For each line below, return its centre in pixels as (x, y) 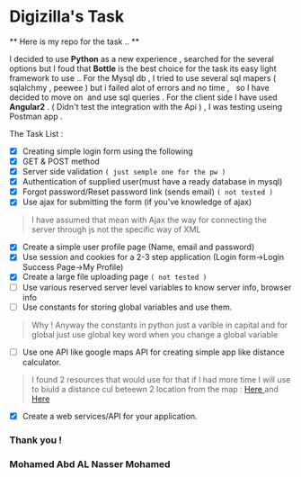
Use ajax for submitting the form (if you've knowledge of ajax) (137, 202)
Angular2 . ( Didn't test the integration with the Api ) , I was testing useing (146, 106)
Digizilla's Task (66, 17)
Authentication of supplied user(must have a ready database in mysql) (152, 182)
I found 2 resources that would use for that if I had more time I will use (161, 379)
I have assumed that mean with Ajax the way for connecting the (149, 220)
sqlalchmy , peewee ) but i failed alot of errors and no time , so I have (139, 87)
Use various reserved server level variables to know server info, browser (157, 287)
